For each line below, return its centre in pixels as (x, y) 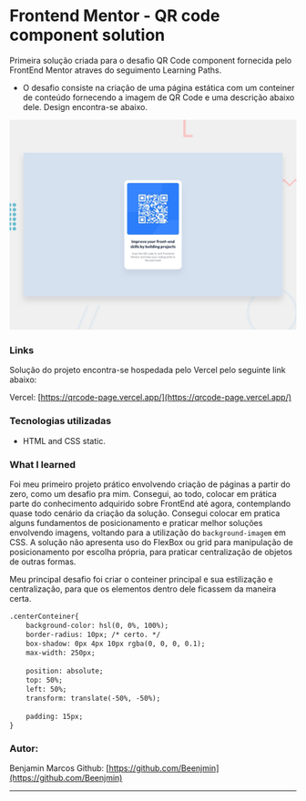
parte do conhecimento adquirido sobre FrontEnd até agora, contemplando (150, 503)
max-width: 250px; (61, 653)
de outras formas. (43, 562)
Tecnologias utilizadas (61, 421)
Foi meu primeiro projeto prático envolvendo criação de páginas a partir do (150, 484)
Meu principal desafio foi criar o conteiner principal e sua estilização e (141, 579)
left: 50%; (46, 689)
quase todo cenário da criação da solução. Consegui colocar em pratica (145, 513)
